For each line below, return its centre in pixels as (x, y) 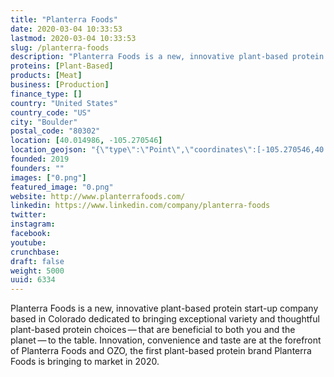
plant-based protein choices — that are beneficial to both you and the (153, 330)
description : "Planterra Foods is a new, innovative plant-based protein (167, 57)
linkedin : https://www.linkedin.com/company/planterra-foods (140, 206)
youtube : (28, 242)
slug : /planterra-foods (60, 47)
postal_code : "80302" (55, 131)
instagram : (33, 224)
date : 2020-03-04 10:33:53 (66, 29)
